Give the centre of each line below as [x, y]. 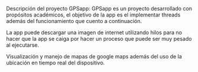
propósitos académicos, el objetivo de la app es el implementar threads [93, 15]
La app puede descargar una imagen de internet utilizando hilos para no [94, 32]
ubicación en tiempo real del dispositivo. [55, 63]
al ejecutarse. [23, 45]
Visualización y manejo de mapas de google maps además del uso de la [94, 56]
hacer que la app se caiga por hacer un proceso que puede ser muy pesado [99, 39]
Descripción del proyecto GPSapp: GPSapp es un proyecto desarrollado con [99, 9]
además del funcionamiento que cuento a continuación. [74, 21]
